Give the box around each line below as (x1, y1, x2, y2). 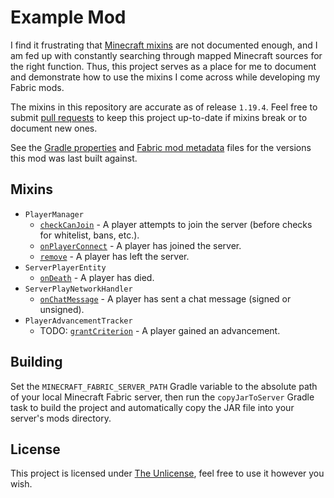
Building (10, 354, 63, 371)
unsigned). (39, 303, 85, 315)
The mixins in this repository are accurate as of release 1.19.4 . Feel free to (10, 101, 318, 113)
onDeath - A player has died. (39, 271, 155, 283)
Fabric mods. (10, 81, 65, 93)
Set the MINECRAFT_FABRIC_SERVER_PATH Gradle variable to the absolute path (10, 380, 318, 392)
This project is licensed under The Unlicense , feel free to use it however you (10, 467, 325, 480)
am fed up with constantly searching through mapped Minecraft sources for (10, 49, 323, 61)
